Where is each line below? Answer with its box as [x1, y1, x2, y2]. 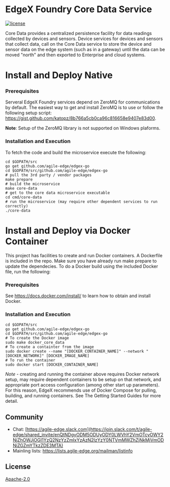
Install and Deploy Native [5, 69, 113, 81]
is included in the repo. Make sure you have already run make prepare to [5, 258, 157, 264]
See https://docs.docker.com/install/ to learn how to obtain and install [5, 293, 151, 299]
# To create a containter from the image [5, 344, 94, 350]
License [5, 463, 31, 471]
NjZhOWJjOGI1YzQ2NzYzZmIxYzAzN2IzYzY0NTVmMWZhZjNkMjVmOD [12, 437, 164, 443]
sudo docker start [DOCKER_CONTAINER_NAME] [5, 362, 99, 367]
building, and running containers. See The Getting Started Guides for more [5, 393, 161, 399]
